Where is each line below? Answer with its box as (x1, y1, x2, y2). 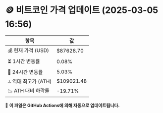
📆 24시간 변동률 (7, 68, 43, 75)
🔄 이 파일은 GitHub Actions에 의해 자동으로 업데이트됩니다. (5, 102, 120, 108)
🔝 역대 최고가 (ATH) (7, 78, 52, 85)
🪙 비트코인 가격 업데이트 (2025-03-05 (5, 4, 159, 16)
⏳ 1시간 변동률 (7, 57, 41, 64)
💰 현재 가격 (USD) (7, 47, 50, 54)
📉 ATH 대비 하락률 (7, 87, 50, 94)
